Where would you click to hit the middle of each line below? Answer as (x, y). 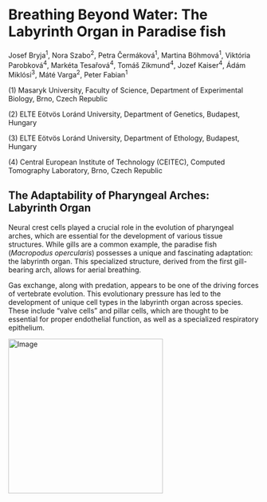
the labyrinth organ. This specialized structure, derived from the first (120, 261)
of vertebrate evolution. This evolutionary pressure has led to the (115, 294)
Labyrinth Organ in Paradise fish (117, 32)
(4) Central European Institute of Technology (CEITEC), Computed (117, 162)
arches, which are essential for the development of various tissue (116, 235)
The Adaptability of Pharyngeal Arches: (109, 196)
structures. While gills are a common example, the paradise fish (113, 244)
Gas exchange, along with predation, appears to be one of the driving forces (133, 285)
